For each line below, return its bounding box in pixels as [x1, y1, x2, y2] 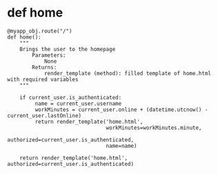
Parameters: [32, 52, 67, 59]
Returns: [32, 64, 57, 70]
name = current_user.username [34, 100, 122, 107]
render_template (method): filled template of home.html [43, 70, 212, 77]
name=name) [106, 142, 137, 149]
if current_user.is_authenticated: [19, 94, 122, 101]
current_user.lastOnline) [7, 112, 81, 119]
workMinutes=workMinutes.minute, [106, 124, 202, 131]
